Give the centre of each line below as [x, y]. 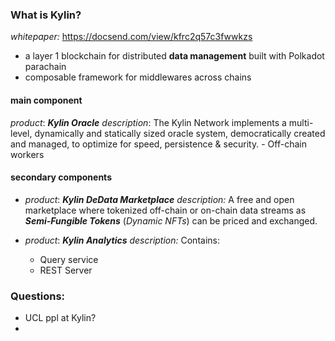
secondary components [61, 177]
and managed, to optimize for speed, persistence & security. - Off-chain [158, 144]
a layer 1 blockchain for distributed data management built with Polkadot [174, 56]
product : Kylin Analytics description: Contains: [122, 240]
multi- [301, 122]
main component [46, 100]
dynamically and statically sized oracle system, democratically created [180, 133]
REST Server [66, 270]
